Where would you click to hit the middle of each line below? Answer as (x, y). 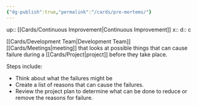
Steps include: (24, 66)
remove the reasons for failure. (54, 97)
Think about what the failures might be (64, 78)
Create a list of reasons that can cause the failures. (80, 85)
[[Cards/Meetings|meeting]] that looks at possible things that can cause (97, 48)
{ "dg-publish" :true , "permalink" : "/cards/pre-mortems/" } (79, 12)
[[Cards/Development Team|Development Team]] (69, 41)
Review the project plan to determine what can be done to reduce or (101, 91)
